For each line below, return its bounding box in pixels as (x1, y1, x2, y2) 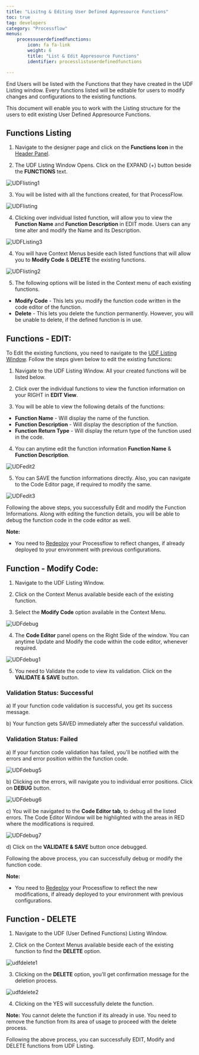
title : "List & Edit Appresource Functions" (27, 53, 140, 59)
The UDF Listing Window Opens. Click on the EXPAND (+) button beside (14, 162, 192, 169)
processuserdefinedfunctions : (17, 36, 92, 42)
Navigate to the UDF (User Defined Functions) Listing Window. (14, 930, 168, 937)
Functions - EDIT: (6, 333, 72, 343)
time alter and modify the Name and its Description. (14, 227, 141, 234)
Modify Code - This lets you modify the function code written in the (14, 297, 181, 305)
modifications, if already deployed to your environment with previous (14, 890, 184, 898)
